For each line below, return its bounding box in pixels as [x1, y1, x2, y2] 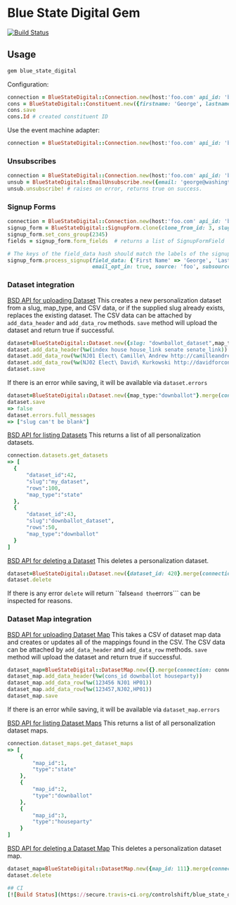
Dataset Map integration [7, 614, 92, 624]
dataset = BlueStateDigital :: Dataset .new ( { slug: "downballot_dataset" [7, 339, 212, 346]
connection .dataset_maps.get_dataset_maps [7, 740, 133, 747]
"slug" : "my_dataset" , [25, 478, 90, 485]
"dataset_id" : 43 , [25, 511, 77, 518]
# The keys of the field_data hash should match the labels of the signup [7, 250, 231, 258]
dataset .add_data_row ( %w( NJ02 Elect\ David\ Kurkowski [7, 359, 171, 367]
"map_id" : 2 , [32, 786, 68, 793]
